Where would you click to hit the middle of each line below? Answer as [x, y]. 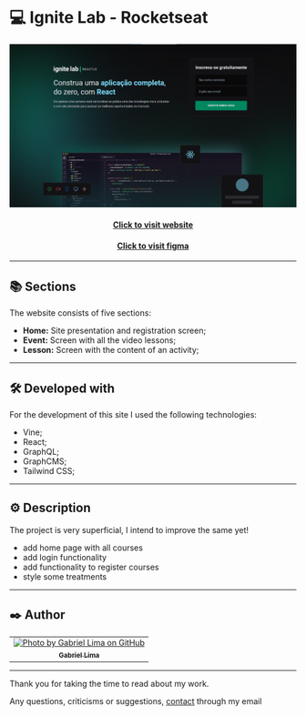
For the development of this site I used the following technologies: [133, 415]
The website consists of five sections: [81, 313]
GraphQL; [41, 452]
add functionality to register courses [91, 567]
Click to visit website [153, 225]
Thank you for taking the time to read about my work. [109, 683]
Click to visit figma [153, 246]
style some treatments [65, 576]
